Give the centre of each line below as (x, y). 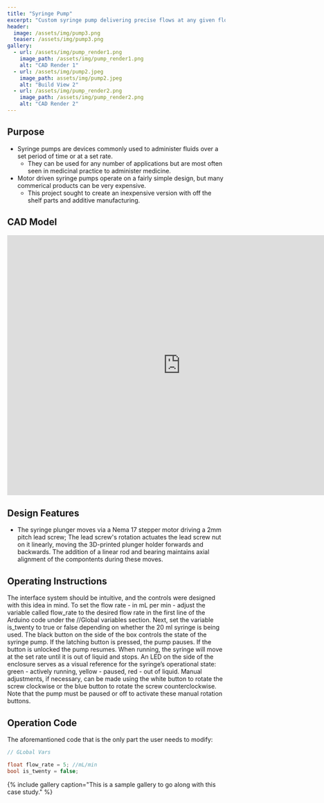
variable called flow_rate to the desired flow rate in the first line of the (106, 613)
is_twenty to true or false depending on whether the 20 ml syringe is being (114, 628)
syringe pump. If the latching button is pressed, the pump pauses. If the (109, 642)
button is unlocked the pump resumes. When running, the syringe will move (115, 650)
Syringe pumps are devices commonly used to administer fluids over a (118, 148)
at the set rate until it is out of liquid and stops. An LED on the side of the (110, 657)
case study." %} (30, 792)
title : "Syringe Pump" (40, 14)
